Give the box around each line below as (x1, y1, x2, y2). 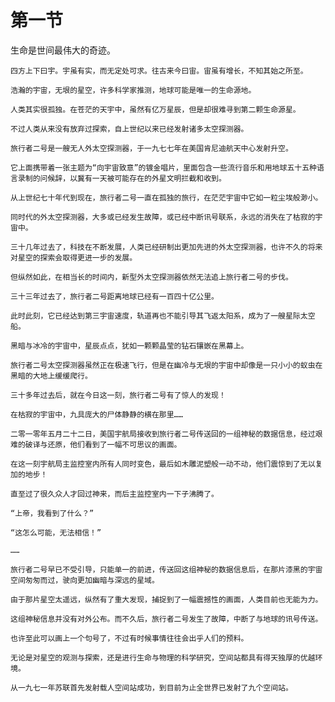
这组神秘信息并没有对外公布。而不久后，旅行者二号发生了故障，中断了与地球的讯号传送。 (10, 614, 323, 624)
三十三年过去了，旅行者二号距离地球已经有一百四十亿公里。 (10, 291, 219, 301)
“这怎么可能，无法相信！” (10, 527, 102, 538)
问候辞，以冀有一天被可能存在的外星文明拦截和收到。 (39, 173, 227, 183)
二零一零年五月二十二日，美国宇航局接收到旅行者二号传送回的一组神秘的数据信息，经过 (10, 429, 316, 439)
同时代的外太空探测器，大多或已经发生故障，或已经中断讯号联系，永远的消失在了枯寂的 (10, 212, 316, 222)
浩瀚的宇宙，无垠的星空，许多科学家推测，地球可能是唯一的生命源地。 (10, 85, 257, 95)
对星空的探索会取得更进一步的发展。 (10, 252, 138, 263)
